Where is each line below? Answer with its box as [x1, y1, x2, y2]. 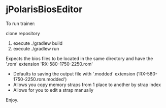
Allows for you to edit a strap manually [13, 87, 93, 93]
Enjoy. [6, 97, 19, 103]
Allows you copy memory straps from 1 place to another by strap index [13, 82, 161, 88]
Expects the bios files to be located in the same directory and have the [6, 55, 153, 62]
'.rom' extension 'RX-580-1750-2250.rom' [6, 61, 93, 67]
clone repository [6, 30, 40, 36]
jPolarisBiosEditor [6, 4, 83, 15]
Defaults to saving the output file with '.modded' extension [13, 70, 136, 77]
